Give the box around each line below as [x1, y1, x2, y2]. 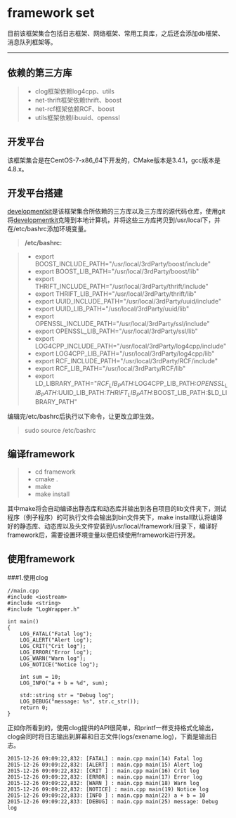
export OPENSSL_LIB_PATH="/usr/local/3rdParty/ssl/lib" [34, 327, 198, 335]
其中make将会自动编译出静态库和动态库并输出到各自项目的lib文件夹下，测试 [7, 504, 227, 512]
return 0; [20, 704, 49, 711]
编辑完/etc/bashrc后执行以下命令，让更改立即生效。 [7, 412, 158, 420]
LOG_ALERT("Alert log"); [20, 636, 93, 644]
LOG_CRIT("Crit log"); [20, 642, 86, 649]
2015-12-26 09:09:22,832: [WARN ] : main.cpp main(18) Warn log [7, 779, 199, 786]
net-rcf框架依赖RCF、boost [34, 104, 114, 113]
